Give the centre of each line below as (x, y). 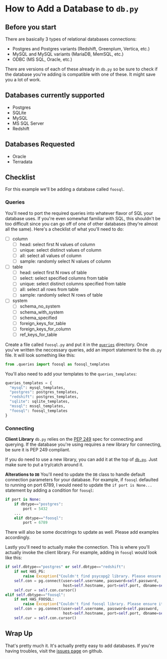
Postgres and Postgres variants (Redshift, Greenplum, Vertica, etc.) (81, 49)
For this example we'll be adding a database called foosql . (65, 189)
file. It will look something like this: (40, 355)
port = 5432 (36, 509)
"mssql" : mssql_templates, (38, 406)
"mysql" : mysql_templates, (38, 387)
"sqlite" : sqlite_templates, (40, 402)
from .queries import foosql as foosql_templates (58, 364)
